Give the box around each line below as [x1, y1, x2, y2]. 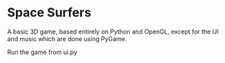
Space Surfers [7, 5, 92, 21]
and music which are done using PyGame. [7, 34, 128, 42]
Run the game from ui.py [7, 48, 77, 56]
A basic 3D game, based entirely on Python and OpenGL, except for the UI [7, 27, 219, 36]
